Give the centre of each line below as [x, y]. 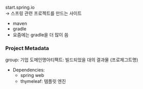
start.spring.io [20, 7]
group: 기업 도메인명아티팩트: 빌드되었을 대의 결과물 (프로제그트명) [72, 60]
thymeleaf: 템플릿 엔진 [43, 81]
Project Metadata [27, 48]
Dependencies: [29, 70]
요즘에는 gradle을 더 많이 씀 [41, 35]
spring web [32, 75]
